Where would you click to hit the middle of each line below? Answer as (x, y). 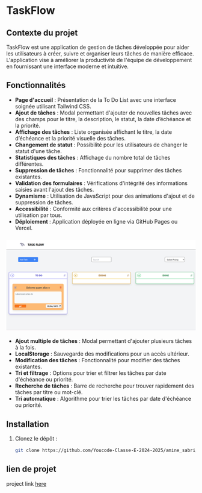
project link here (26, 483)
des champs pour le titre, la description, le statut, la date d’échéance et (103, 119)
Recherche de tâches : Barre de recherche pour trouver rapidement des (104, 386)
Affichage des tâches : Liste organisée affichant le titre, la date (93, 132)
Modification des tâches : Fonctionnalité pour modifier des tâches (97, 360)
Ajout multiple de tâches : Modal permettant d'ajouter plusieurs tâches (103, 341)
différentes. (29, 164)
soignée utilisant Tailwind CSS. (53, 106)
